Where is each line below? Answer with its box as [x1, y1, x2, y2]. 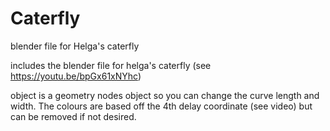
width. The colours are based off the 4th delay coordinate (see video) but [10, 100, 313, 112]
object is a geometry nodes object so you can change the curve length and [10, 89, 320, 101]
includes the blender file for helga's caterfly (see [10, 59, 212, 71]
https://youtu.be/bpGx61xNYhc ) [10, 70, 142, 82]
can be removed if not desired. [10, 110, 137, 122]
